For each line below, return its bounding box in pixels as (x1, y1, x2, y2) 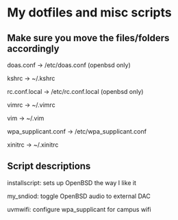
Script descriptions (7, 160, 91, 172)
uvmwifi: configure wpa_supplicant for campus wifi (7, 205, 152, 213)
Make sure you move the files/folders (7, 32, 170, 44)
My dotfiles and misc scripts (7, 5, 173, 21)
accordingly (7, 42, 60, 54)
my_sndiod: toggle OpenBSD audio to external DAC (7, 192, 151, 200)
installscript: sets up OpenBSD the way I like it (7, 178, 137, 186)
